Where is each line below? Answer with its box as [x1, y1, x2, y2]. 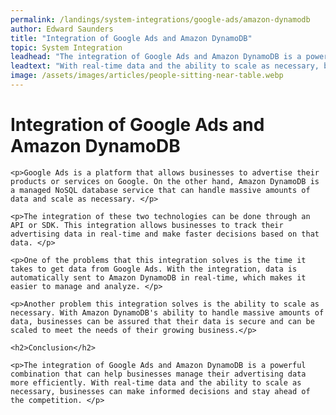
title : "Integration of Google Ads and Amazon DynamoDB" [10, 33, 253, 43]
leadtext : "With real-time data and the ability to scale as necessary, [10, 61, 320, 71]
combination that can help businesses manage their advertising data [10, 369, 307, 379]
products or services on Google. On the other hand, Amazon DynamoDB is [10, 176, 320, 186]
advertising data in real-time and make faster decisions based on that [10, 229, 320, 239]
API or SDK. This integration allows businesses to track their [10, 220, 284, 230]
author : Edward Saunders [10, 24, 114, 34]
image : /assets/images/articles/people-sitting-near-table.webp [10, 71, 284, 81]
